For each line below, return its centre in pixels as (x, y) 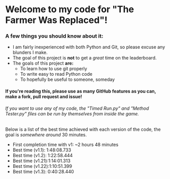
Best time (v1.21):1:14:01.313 (42, 161)
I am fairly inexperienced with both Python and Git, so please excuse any (89, 47)
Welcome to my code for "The (70, 9)
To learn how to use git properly (54, 69)
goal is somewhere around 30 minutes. (46, 135)
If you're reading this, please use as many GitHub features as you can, (81, 91)
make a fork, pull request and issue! (44, 97)
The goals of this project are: (43, 63)
